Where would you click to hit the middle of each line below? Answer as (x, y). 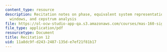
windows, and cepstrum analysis (43, 19)
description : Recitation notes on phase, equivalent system (69, 14)
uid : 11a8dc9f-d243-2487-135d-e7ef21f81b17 (51, 42)
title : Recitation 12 (28, 38)
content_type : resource (30, 10)
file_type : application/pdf (34, 28)
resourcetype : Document (30, 33)
